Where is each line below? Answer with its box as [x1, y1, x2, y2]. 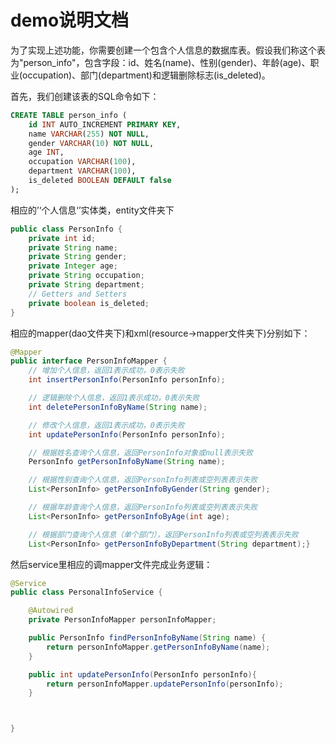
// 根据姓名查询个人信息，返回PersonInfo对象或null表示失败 [28, 447, 254, 458]
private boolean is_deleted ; [28, 298, 150, 308]
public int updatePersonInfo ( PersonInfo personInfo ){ [28, 669, 257, 680]
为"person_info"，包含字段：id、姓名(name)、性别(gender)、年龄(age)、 [10, 56, 311, 68]
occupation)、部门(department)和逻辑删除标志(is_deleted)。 [22, 69, 271, 81]
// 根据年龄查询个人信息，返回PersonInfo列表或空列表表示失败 [28, 502, 258, 513]
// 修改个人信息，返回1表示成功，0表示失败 [28, 420, 185, 430]
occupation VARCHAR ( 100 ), [28, 157, 137, 167]
